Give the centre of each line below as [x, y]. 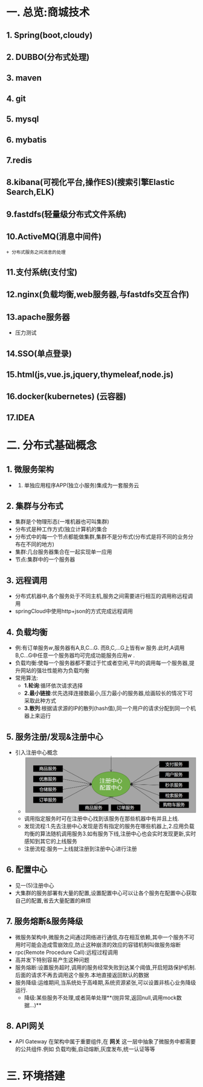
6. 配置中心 [27, 870]
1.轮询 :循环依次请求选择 [53, 686]
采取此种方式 [40, 701]
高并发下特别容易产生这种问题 [52, 959]
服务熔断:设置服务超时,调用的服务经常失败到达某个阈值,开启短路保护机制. [105, 967]
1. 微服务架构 [30, 469]
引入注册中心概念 [36, 752]
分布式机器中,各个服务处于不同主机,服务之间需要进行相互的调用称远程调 [104, 596]
